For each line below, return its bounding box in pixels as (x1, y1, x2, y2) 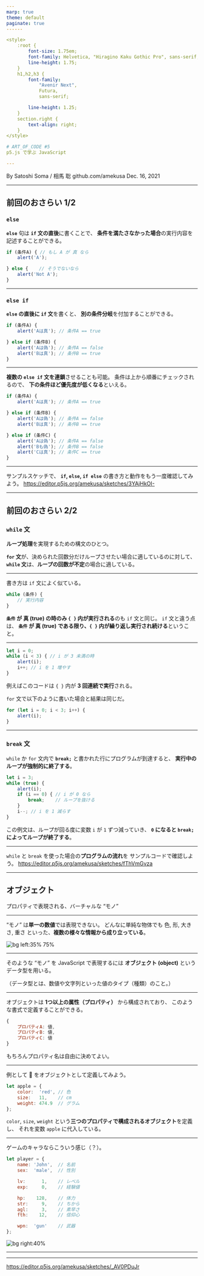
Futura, (38, 88, 59, 94)
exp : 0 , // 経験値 (17, 1184, 80, 1190)
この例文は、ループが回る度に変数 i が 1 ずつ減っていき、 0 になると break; (6, 826, 194, 833)
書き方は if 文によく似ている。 (6, 579, 84, 587)
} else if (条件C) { (6, 432, 56, 439)
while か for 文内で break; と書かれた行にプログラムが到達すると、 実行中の (6, 755, 197, 762)
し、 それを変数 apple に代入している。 (6, 1125, 104, 1133)
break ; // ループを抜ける (28, 797, 95, 803)
